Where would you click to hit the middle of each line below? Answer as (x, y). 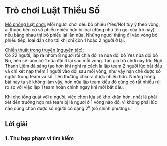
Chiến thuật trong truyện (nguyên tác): (45, 50)
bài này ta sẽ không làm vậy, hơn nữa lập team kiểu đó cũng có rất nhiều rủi (83, 82)
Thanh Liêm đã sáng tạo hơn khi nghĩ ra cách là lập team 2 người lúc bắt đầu (83, 66)
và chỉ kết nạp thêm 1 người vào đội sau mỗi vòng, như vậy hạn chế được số (83, 71)
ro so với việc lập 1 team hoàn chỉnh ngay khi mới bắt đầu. (65, 87)
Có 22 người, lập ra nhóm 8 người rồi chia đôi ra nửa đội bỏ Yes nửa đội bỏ (82, 55)
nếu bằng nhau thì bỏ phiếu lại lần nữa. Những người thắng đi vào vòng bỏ (81, 35)
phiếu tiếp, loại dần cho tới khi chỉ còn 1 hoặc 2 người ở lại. (65, 40)
